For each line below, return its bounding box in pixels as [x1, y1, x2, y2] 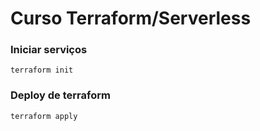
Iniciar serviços [10, 43, 88, 57]
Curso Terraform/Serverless [10, 7, 252, 30]
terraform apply [10, 111, 78, 121]
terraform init [10, 65, 74, 76]
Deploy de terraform [10, 88, 111, 102]
